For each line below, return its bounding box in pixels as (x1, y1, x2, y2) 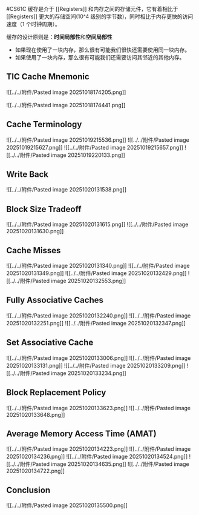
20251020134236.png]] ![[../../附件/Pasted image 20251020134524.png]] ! (6, 453, 191, 460)
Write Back (6, 169, 48, 180)
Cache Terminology (6, 119, 82, 130)
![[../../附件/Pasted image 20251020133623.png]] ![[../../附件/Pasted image (6, 404, 191, 411)
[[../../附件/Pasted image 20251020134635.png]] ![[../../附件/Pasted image (6, 460, 189, 468)
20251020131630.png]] (6, 228, 64, 235)
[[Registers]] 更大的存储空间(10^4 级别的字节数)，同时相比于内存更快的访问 (6, 13, 194, 20)
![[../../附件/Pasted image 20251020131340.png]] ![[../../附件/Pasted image (6, 262, 190, 270)
